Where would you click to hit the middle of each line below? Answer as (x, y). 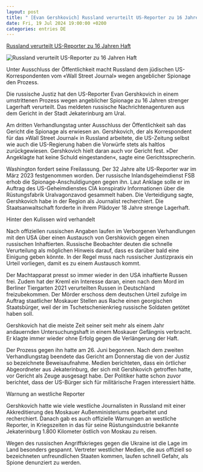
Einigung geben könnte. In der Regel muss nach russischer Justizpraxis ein (100, 257)
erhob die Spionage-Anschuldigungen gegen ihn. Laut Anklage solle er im (98, 182)
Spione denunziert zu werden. (44, 463)
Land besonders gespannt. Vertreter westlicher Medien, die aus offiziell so (99, 450)
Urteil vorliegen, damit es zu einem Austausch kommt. (73, 264)
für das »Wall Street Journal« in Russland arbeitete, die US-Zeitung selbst (98, 138)
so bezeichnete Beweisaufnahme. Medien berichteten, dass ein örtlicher (96, 363)
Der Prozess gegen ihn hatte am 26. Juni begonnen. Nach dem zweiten (95, 350)
